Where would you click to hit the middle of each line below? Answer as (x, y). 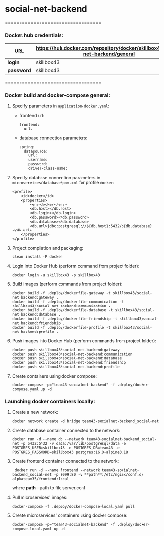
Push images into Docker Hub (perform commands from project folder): (84, 341)
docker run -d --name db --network (48, 439)
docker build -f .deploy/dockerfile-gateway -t (61, 293)
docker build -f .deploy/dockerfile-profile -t (61, 327)
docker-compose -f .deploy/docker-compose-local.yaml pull (73, 506)
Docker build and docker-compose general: (58, 95)
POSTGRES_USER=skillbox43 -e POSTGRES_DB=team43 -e (66, 448)
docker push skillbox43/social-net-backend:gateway (66, 350)
